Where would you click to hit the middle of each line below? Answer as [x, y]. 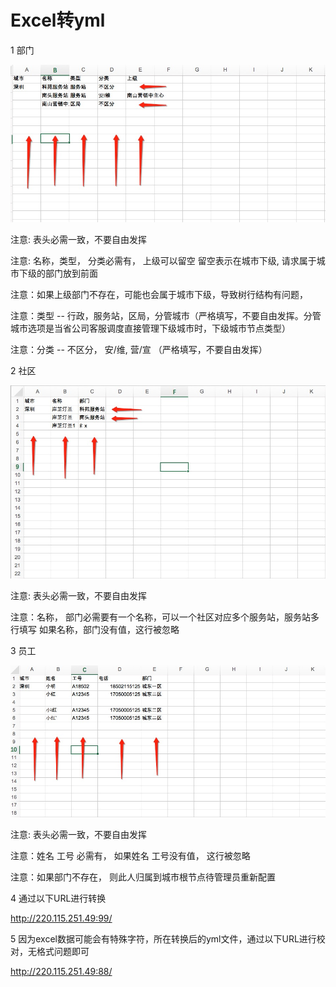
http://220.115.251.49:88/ [61, 971]
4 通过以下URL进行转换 [58, 898]
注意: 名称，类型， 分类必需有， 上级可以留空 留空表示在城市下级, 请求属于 [163, 260]
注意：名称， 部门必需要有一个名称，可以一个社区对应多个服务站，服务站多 [165, 617]
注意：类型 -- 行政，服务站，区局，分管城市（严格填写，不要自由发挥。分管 [166, 315]
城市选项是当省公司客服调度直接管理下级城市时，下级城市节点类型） [150, 328]
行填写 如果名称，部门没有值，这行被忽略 [95, 629]
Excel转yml [58, 20]
